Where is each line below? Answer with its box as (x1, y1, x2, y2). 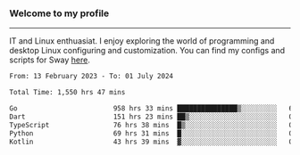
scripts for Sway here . (9, 54, 91, 65)
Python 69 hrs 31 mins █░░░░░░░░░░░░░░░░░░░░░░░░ (9, 128, 278, 138)
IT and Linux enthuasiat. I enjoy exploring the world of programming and (9, 36, 275, 46)
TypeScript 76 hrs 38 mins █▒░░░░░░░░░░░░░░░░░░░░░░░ (9, 120, 278, 129)
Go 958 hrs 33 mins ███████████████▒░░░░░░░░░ (9, 104, 278, 113)
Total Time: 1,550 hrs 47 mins (9, 88, 126, 97)
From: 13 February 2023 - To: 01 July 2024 (9, 72, 174, 81)
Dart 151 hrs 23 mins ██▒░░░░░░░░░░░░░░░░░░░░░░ (9, 112, 278, 121)
